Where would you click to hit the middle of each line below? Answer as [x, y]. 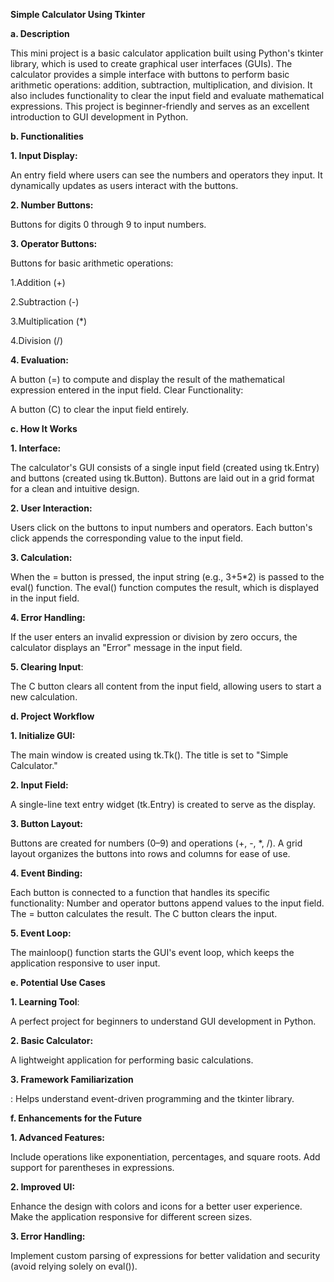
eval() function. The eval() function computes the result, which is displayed [165, 587]
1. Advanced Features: [57, 1137]
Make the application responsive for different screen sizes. [131, 1217]
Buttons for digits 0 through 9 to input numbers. [108, 224]
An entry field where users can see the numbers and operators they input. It [166, 175]
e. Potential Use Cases [58, 982]
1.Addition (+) [38, 282]
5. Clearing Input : [47, 667]
